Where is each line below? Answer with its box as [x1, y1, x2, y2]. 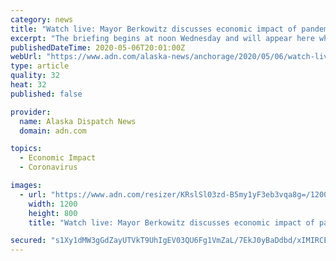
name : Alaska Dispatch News [19, 116, 137, 126]
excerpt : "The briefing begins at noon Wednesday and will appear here [10, 33, 315, 43]
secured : [10, 236, 47, 246]
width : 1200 [28, 199, 78, 209]
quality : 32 [10, 71, 60, 81]
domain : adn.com [19, 126, 87, 136]
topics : [10, 144, 43, 154]
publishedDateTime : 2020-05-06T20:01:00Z [10, 42, 186, 53]
